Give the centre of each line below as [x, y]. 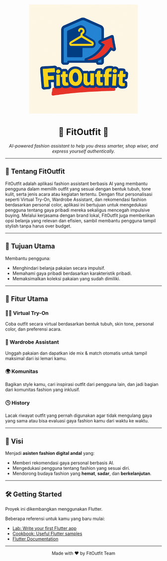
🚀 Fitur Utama [27, 299]
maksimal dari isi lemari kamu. [36, 358]
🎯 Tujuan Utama [30, 246]
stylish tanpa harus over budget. [38, 226]
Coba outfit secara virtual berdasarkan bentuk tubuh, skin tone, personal [80, 324]
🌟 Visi [14, 441]
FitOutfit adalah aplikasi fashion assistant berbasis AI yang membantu [77, 184]
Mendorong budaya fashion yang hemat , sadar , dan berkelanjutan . [82, 473]
